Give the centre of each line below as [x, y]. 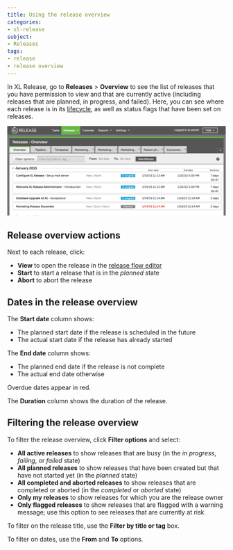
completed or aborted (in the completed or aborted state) [99, 490]
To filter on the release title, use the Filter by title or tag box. [94, 526]
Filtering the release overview [73, 423]
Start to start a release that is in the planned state [88, 273]
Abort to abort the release [54, 280]
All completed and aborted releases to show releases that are [106, 483]
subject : [20, 37]
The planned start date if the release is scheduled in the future [106, 332]
